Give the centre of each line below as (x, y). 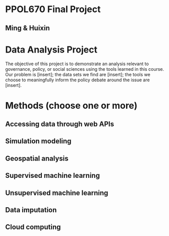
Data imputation (31, 210)
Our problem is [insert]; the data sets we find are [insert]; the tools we (78, 74)
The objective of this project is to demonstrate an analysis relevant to (77, 64)
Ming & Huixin (28, 28)
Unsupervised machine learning (57, 193)
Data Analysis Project (51, 50)
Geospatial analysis (37, 158)
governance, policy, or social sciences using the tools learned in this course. (85, 69)
